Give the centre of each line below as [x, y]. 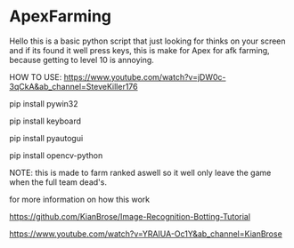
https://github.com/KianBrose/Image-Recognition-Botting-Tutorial [130, 216]
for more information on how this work [79, 199]
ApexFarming [61, 16]
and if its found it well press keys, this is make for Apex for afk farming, [139, 50]
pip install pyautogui [46, 138]
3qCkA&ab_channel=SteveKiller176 [73, 86]
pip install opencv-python [56, 155]
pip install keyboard [45, 121]
